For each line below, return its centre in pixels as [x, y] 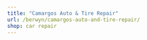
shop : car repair [32, 26]
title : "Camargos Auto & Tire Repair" [63, 13]
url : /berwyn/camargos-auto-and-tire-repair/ [73, 20]
